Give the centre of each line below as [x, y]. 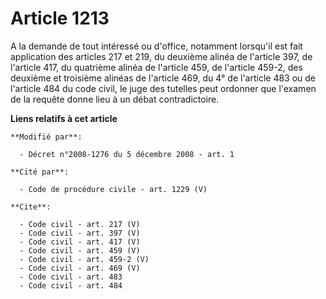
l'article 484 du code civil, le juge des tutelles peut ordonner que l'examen [163, 88]
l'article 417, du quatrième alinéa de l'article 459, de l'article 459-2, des [156, 67]
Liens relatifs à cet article [64, 118]
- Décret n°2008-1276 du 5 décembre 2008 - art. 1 [127, 154]
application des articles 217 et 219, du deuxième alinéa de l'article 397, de [161, 56]
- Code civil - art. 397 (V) [80, 233]
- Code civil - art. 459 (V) [80, 250]
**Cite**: [31, 207]
